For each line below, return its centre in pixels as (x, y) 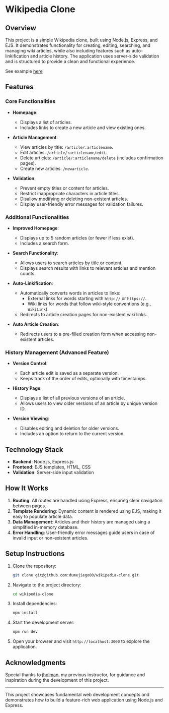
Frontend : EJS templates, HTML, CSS (52, 467)
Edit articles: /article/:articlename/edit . (63, 152)
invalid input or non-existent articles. (51, 538)
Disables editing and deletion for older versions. (70, 428)
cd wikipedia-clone (33, 594)
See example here (24, 71)
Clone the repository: (34, 566)
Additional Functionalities (37, 217)
